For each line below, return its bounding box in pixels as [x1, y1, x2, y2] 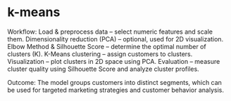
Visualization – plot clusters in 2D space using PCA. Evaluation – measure [7, 57, 220, 65]
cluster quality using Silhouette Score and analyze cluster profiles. [7, 65, 199, 73]
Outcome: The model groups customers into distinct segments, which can [7, 78, 222, 86]
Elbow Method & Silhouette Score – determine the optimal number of [7, 42, 206, 50]
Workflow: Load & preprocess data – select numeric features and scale [7, 27, 213, 36]
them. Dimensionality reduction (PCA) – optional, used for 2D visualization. [7, 34, 224, 43]
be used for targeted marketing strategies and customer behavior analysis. [7, 86, 224, 94]
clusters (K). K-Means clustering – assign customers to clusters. [7, 50, 193, 58]
